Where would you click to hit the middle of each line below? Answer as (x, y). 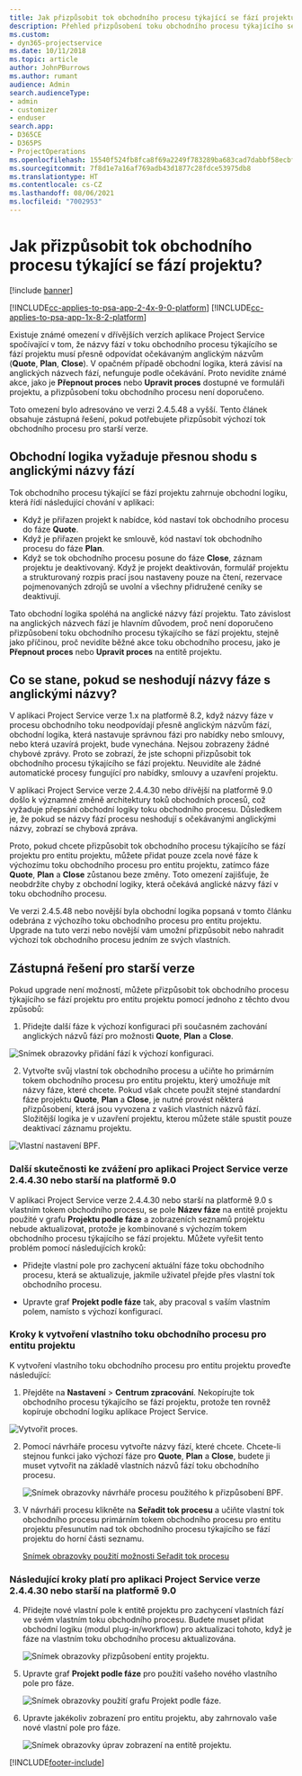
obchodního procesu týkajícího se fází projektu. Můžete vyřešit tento (136, 1238)
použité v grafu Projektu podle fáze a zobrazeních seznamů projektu (137, 1219)
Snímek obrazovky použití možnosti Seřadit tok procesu (126, 1556)
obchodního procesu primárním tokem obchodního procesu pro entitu (151, 1519)
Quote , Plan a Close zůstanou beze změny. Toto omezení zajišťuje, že (139, 875)
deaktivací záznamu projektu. (77, 1128)
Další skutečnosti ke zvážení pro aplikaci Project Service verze (149, 1169)
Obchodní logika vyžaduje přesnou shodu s (133, 457)
